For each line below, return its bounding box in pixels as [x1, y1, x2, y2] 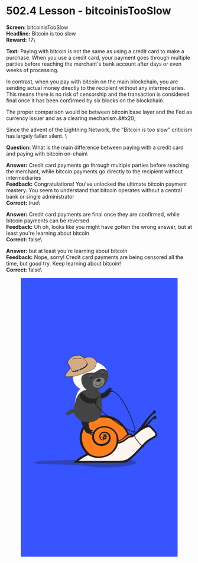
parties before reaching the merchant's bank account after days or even [6, 60, 182, 67]
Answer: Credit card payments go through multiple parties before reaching [6, 161, 189, 169]
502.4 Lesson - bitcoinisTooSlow [6, 4, 171, 18]
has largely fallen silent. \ [6, 132, 67, 140]
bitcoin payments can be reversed [6, 217, 90, 224]
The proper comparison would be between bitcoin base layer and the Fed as [6, 108, 192, 115]
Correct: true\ [6, 199, 40, 206]
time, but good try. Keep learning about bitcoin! [6, 260, 121, 267]
